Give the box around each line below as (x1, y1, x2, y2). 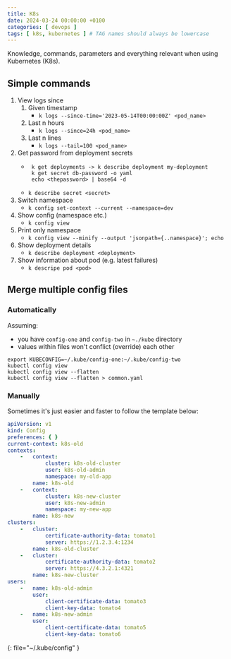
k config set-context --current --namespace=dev (27, 205, 174, 212)
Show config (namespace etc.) (17, 211, 107, 220)
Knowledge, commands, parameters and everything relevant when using (7, 49, 218, 58)
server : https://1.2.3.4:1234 (44, 538, 134, 546)
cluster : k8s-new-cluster (44, 492, 121, 500)
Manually (7, 391, 40, 400)
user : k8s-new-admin (44, 499, 106, 506)
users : (7, 578, 27, 586)
